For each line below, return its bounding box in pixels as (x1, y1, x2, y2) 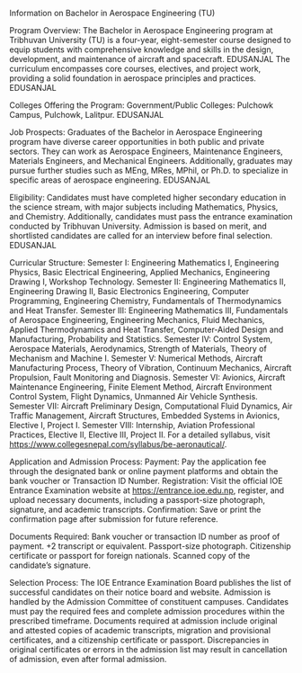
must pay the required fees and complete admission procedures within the (9, 606, 285, 616)
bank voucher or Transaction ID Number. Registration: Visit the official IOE (9, 476, 283, 486)
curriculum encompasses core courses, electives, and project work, (9, 63, 262, 74)
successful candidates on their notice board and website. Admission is (9, 587, 271, 597)
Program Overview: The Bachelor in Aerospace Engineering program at (9, 25, 273, 35)
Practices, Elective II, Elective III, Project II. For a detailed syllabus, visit (9, 429, 271, 440)
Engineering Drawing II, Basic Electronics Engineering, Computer (9, 286, 250, 296)
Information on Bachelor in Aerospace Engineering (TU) (9, 8, 216, 18)
